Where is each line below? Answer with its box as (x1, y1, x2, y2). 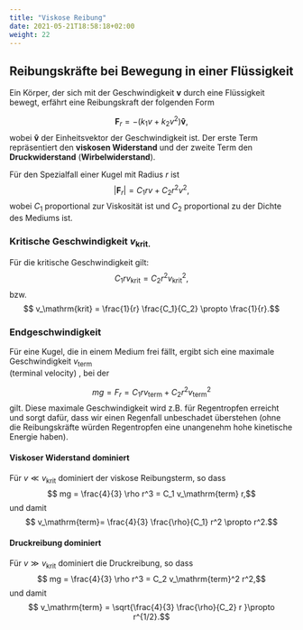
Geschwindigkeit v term (9, 356, 93, 368)
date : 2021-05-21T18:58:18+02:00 (9, 22, 135, 31)
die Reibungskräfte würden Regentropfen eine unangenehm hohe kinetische (9, 422, 293, 433)
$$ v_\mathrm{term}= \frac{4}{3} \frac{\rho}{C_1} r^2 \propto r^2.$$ (25, 516, 278, 528)
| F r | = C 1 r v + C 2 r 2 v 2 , (114, 182, 189, 198)
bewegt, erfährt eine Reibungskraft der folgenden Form (9, 97, 215, 108)
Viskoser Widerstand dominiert (9, 452, 130, 463)
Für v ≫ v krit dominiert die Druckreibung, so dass (9, 557, 194, 570)
